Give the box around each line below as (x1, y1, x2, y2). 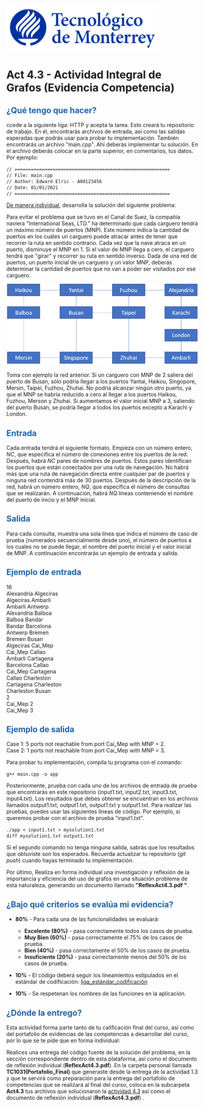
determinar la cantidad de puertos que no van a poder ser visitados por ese (6, 265, 196, 272)
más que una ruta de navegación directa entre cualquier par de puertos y (6, 470, 190, 477)
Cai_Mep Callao (6, 648, 46, 655)
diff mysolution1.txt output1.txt (6, 833, 94, 840)
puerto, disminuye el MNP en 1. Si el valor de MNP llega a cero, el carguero (6, 246, 195, 253)
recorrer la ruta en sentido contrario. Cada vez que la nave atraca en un (6, 239, 186, 246)
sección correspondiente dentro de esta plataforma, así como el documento (6, 1055, 197, 1062)
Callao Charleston (6, 674, 51, 681)
